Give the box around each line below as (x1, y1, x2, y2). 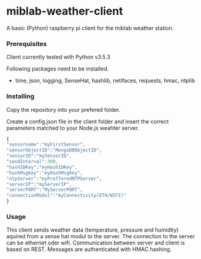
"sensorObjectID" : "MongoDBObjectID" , (6, 147, 102, 153)
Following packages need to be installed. (6, 65, 109, 72)
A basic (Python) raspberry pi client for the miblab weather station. (6, 24, 174, 32)
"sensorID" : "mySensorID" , (6, 153, 72, 159)
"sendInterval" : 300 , (6, 159, 59, 165)
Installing (6, 92, 35, 101)
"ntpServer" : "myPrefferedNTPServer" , (6, 175, 102, 182)
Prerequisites (6, 40, 47, 48)
